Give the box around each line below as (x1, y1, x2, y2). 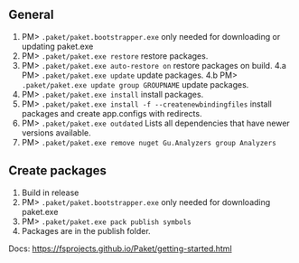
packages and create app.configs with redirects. (21, 108, 202, 118)
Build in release (21, 187, 79, 198)
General (8, 7, 55, 23)
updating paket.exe (21, 41, 94, 52)
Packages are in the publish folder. (21, 225, 151, 236)
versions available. (21, 127, 91, 138)
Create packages (8, 163, 107, 179)
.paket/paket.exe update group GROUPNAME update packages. (21, 79, 249, 89)
